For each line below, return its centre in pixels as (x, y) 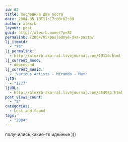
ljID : (11, 79)
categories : (17, 106)
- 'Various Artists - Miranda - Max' (49, 74)
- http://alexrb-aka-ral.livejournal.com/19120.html (65, 56)
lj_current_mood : (23, 60)
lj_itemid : (16, 42)
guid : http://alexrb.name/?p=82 (38, 33)
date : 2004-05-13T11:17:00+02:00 (40, 19)
